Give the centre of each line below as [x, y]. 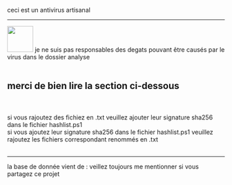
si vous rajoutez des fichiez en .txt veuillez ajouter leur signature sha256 [110, 117]
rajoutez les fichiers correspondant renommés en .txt [83, 139]
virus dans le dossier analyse [49, 57]
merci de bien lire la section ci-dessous [93, 86]
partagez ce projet [33, 174]
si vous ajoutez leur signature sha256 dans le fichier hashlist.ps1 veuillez [110, 132]
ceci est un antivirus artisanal [49, 10]
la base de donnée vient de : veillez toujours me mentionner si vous [103, 166]
